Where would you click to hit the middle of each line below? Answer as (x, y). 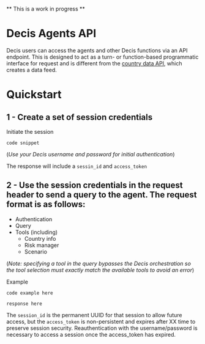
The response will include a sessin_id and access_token (77, 166)
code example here (30, 293)
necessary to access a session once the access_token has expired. (91, 334)
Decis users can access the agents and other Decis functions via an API (97, 50)
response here (24, 304)
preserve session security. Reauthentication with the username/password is (102, 328)
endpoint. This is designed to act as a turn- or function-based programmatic (102, 57)
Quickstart (34, 95)
